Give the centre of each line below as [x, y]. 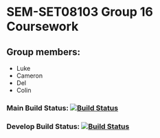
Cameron [30, 76]
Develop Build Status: [43, 126]
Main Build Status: [38, 108]
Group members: [43, 52]
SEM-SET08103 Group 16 [80, 12]
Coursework [43, 26]
